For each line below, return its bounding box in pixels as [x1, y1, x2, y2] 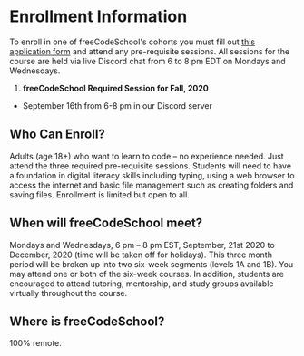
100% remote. [9, 338, 62, 349]
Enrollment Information [9, 6, 188, 27]
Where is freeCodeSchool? [9, 313, 165, 329]
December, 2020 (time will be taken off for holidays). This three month [9, 249, 272, 260]
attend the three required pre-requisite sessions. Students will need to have [9, 160, 292, 171]
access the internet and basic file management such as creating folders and [9, 179, 294, 190]
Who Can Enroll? [9, 127, 106, 142]
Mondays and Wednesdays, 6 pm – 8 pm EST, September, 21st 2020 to [9, 239, 275, 250]
